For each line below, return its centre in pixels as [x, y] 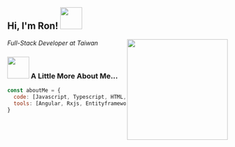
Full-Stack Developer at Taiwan [53, 43]
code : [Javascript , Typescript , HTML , [70, 97]
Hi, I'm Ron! [33, 26]
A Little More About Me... [74, 76]
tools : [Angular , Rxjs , [48, 103]
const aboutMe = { [34, 91]
